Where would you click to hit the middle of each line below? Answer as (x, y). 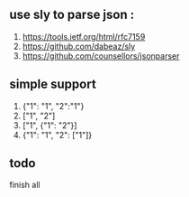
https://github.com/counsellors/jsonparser (101, 56)
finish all (25, 185)
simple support (53, 84)
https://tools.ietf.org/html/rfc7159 (84, 36)
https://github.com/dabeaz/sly (79, 46)
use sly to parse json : (72, 15)
